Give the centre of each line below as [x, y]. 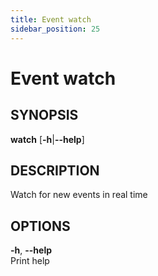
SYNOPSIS [44, 115]
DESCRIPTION [55, 170]
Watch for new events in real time [79, 195]
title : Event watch [51, 19]
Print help [30, 261]
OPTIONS [40, 226]
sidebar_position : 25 [55, 29]
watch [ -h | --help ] [47, 139]
